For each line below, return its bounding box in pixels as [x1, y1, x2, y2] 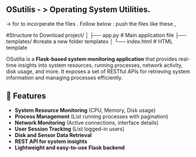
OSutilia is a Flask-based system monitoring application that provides [6, 55, 178, 62]
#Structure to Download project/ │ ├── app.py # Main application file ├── [6, 32, 187, 39]
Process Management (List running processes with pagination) [14, 112, 168, 120]
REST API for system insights [14, 138, 87, 145]
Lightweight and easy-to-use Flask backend [14, 144, 125, 151]
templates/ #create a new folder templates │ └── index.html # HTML [6, 37, 173, 45]
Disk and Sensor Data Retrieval [14, 131, 92, 138]
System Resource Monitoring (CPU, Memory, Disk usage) [14, 107, 156, 114]
